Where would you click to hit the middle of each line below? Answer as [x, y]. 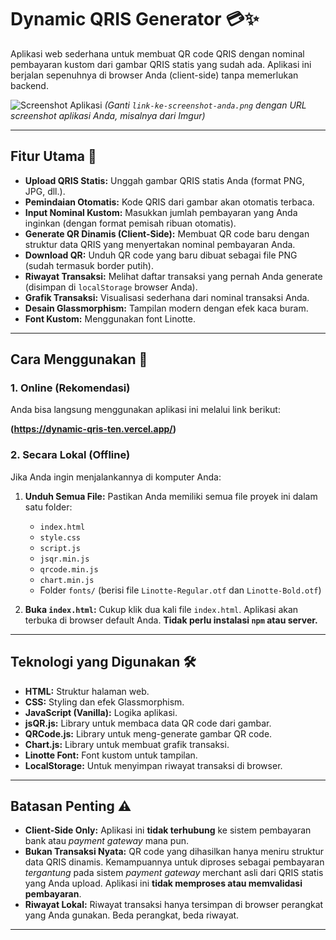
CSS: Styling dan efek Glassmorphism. [104, 702]
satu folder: [48, 507]
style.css [60, 537]
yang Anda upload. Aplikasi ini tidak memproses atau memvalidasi [163, 883]
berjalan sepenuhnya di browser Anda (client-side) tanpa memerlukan [154, 75]
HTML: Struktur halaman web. [87, 691]
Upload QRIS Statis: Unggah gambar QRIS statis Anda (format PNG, [164, 180]
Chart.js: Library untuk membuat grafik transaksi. [127, 744]
